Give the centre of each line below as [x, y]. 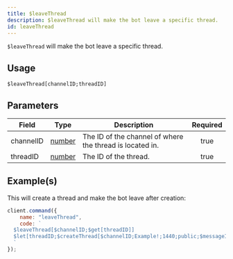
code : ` [31, 224]
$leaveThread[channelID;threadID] [57, 84]
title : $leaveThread [37, 14]
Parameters [33, 105]
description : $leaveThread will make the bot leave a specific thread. [113, 20]
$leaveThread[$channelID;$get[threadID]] [74, 230]
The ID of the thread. [116, 157]
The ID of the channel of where [133, 136]
